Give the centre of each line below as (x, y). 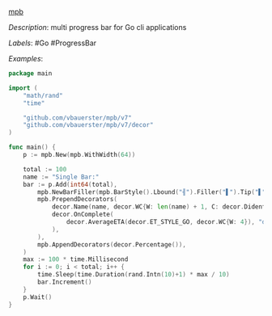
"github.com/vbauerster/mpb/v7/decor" (88, 125)
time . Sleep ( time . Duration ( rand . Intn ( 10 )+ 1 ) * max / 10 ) (134, 275)
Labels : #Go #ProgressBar (53, 43)
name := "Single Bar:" (61, 177)
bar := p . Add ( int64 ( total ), (70, 184)
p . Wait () (38, 297)
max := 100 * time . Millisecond (76, 259)
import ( (23, 88)
